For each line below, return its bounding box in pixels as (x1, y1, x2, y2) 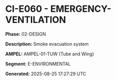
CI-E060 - (5, 3, 49, 15)
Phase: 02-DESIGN (5, 31, 46, 37)
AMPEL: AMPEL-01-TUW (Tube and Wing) (5, 51, 95, 57)
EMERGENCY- (50, 3, 111, 15)
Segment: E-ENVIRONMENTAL (5, 60, 71, 67)
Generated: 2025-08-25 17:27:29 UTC (5, 70, 86, 77)
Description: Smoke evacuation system (5, 40, 89, 47)
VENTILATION (5, 14, 66, 26)
